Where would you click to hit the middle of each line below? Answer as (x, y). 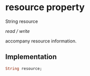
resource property (45, 7)
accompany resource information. (41, 41)
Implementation (31, 57)
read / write (17, 31)
